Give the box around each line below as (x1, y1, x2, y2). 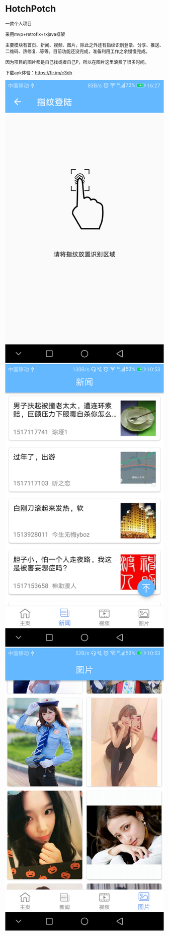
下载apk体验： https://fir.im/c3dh (5, 69, 72, 76)
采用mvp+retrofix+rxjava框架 (5, 31, 65, 37)
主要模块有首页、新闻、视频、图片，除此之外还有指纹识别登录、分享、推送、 (5, 41, 164, 48)
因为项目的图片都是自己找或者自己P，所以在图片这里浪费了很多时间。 (5, 59, 149, 65)
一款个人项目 (5, 20, 32, 26)
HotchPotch (5, 3, 56, 15)
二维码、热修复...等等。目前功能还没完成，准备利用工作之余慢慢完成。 (5, 48, 150, 54)
